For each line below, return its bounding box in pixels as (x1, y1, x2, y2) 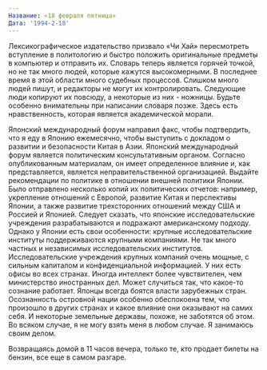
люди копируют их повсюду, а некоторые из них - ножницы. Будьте (8, 92, 241, 101)
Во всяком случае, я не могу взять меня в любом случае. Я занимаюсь (8, 320, 254, 329)
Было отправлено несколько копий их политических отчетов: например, (8, 184, 258, 193)
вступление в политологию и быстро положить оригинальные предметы (8, 50, 258, 59)
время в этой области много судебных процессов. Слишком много (8, 75, 239, 85)
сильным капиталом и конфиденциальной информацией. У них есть (8, 261, 241, 270)
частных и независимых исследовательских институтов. (8, 243, 204, 253)
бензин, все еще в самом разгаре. (8, 352, 126, 362)
